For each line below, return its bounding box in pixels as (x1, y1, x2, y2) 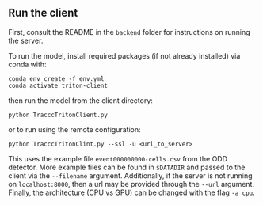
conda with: (8, 59, 47, 69)
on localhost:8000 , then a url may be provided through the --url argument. (8, 179, 255, 188)
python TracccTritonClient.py (8, 111, 109, 119)
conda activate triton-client (8, 82, 109, 89)
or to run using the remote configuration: (8, 124, 141, 134)
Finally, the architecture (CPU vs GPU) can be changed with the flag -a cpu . (8, 188, 255, 197)
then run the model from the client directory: (8, 95, 153, 105)
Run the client (8, 6, 78, 20)
